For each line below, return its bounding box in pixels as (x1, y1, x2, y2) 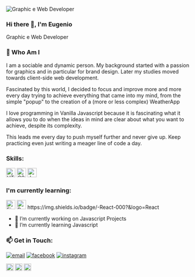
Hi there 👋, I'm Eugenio (6, 20, 72, 28)
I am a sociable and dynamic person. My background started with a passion (6, 62, 190, 69)
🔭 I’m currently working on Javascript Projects (14, 215, 127, 222)
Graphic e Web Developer (6, 34, 69, 41)
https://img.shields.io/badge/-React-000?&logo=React (27, 203, 160, 211)
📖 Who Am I (6, 48, 40, 56)
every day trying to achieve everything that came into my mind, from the (6, 92, 181, 99)
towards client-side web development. (6, 74, 99, 81)
